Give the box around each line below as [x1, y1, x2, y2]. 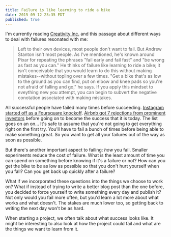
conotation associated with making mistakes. [17, 95, 112, 101]
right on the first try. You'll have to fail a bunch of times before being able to [5, 126, 164, 132]
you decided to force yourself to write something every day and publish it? [5, 189, 161, 195]
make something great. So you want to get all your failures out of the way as [5, 132, 165, 138]
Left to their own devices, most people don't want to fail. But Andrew [17, 46, 162, 52]
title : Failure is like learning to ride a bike [5, 7, 110, 13]
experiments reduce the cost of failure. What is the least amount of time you [5, 152, 165, 158]
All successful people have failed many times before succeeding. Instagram [5, 105, 164, 111]
